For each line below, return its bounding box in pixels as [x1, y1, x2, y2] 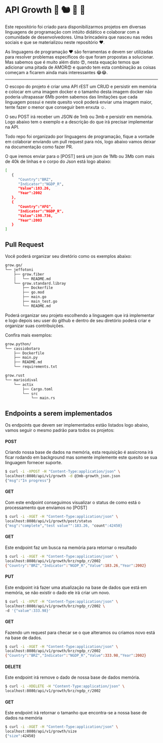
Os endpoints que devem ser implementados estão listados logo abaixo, [5, 422, 149, 428]
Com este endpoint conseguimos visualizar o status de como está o [5, 500, 141, 506]
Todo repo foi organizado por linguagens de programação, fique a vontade [5, 133, 154, 139]
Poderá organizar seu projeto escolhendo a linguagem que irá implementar [5, 312, 155, 318]
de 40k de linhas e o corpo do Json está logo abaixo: [5, 158, 112, 164]
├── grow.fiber [14, 272, 45, 276]
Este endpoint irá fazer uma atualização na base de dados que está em [5, 584, 147, 590]
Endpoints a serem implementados [5, 409, 113, 417]
